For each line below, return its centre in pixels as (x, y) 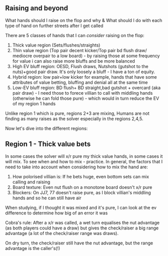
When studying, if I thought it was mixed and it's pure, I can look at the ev (81, 207)
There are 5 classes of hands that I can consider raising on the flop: (75, 35)
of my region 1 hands (34, 103)
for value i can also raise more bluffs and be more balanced (73, 61)
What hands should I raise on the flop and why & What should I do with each (84, 20)
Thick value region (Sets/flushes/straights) (56, 45)
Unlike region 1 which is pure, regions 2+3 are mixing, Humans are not (77, 113)
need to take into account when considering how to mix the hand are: (77, 167)
